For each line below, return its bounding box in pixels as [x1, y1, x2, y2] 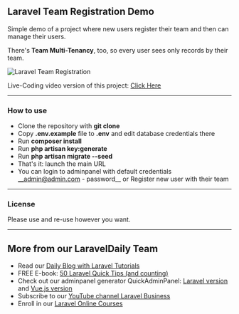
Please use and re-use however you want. [7, 215, 131, 224]
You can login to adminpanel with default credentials [17, 167, 172, 176]
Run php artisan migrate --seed [17, 152, 113, 161]
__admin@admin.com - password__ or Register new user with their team [17, 174, 229, 184]
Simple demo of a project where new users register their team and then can [7, 24, 229, 33]
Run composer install [17, 137, 82, 145]
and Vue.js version [17, 284, 73, 293]
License [7, 199, 36, 209]
